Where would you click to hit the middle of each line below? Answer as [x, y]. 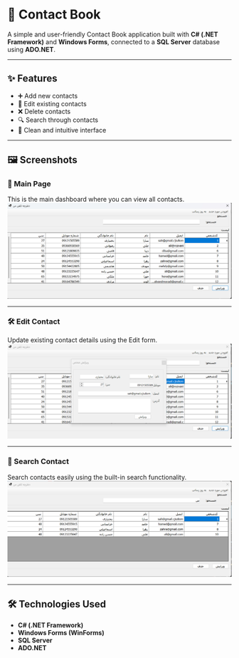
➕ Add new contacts [48, 96]
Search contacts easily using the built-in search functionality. [97, 477]
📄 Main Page [29, 184]
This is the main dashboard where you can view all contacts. [96, 200]
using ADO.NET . [31, 49]
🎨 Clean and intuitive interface [62, 130]
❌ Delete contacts [44, 111]
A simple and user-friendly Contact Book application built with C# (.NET [113, 34]
